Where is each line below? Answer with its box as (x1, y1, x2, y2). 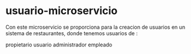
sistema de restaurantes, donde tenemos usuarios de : (5, 29, 138, 36)
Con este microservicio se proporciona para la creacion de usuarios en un (5, 23, 186, 31)
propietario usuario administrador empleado (5, 41, 113, 48)
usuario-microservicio (5, 4, 118, 18)
